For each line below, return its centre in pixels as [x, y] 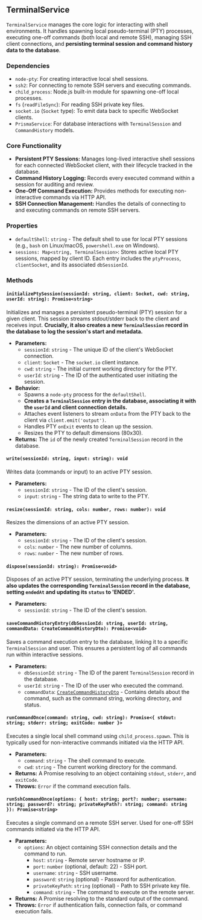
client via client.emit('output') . [65, 420]
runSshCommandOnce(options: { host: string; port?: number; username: [97, 799]
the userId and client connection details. [76, 407]
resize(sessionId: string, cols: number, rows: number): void [86, 509]
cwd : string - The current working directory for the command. [100, 767]
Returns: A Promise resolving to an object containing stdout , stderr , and [106, 773]
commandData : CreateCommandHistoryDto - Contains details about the [107, 692]
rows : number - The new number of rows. [74, 553]
